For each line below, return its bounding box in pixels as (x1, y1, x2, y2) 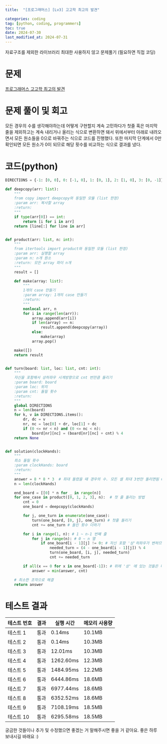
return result (14, 352, 43, 357)
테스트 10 (7, 714, 30, 721)
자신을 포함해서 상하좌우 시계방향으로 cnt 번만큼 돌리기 (14, 375, 113, 380)
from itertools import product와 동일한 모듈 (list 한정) (14, 247, 128, 251)
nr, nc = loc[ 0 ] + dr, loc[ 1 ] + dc (23, 422, 97, 427)
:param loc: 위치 (14, 385, 48, 390)
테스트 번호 (7, 620, 32, 627)
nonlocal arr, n (23, 306, 57, 311)
